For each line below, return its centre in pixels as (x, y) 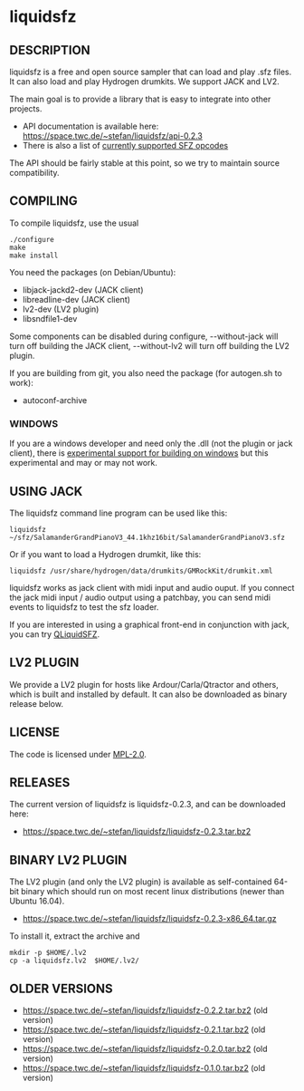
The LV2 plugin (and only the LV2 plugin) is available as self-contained (141, 882)
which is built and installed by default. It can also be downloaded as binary (148, 694)
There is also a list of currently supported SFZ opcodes (125, 145)
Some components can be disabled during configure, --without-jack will (144, 336)
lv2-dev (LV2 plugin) (61, 309)
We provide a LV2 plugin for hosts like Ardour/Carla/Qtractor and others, (144, 684)
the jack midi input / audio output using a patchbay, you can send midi (140, 597)
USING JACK (46, 491)
